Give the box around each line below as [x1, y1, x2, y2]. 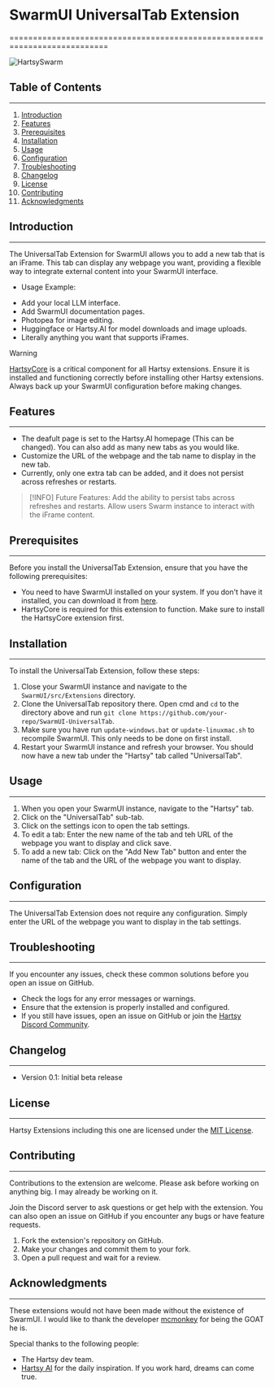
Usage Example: [20, 282, 76, 292]
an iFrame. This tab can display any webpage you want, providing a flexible [9, 258, 262, 268]
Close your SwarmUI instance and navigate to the [20, 681, 188, 691]
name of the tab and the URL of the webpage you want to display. [20, 855, 241, 865]
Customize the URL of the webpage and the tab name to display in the [20, 451, 257, 461]
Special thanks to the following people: [9, 1338, 140, 1348]
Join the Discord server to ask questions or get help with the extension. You [9, 1202, 263, 1212]
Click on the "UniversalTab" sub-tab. [20, 811, 145, 822]
